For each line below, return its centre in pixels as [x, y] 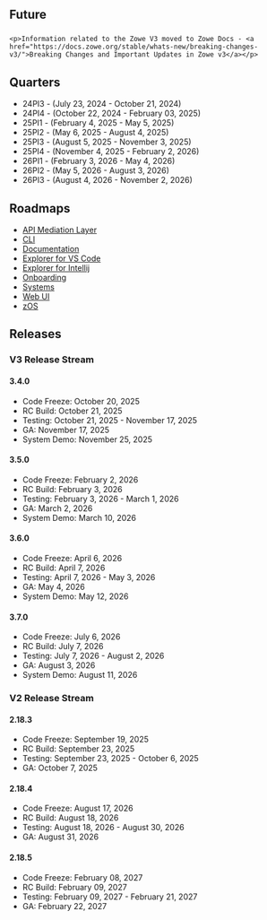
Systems [39, 287]
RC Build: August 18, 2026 [70, 818]
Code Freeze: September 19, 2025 [86, 740]
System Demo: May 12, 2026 [75, 596]
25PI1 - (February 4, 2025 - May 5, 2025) [98, 123]
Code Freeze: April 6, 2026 [72, 558]
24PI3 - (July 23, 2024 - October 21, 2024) [102, 104]
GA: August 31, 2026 [60, 837]
